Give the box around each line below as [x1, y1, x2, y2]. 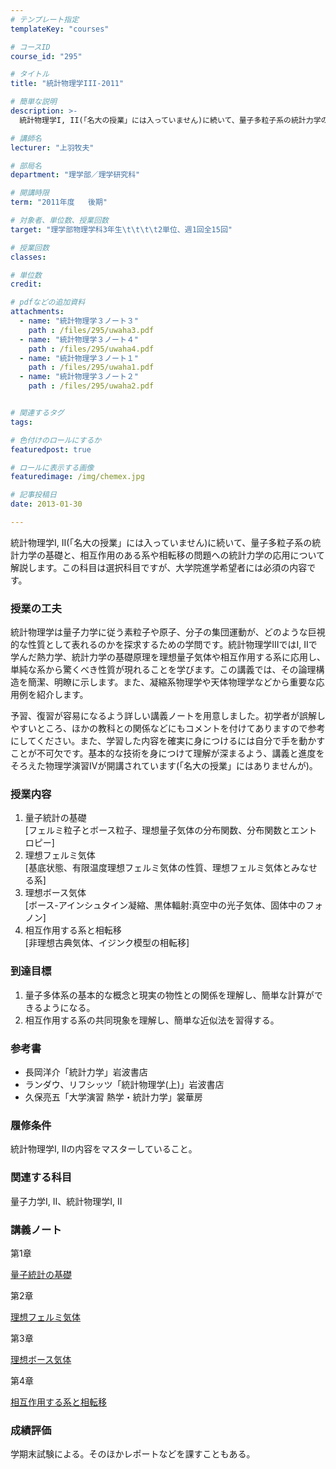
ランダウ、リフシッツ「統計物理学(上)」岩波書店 [24, 1079, 225, 1091]
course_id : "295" [10, 51, 83, 61]
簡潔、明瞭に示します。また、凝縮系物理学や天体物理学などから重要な [27, 676, 317, 688]
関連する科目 [10, 1171, 73, 1185]
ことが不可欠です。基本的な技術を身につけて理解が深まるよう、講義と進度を [10, 747, 325, 760]
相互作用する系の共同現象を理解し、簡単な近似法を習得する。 [24, 1014, 280, 1026]
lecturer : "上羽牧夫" [10, 142, 95, 153]
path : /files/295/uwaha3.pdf [28, 325, 155, 335]
